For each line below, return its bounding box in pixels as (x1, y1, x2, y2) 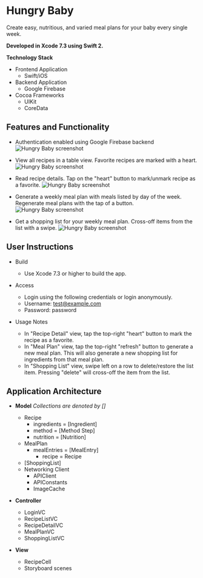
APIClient (33, 472, 56, 479)
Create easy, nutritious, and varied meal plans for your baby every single (6, 24, 188, 31)
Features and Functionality (6, 122, 110, 133)
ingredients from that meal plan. (24, 355, 104, 363)
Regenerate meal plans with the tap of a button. (15, 199, 135, 207)
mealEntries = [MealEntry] (33, 447, 99, 454)
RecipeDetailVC (24, 521, 64, 529)
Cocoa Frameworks (15, 91, 65, 99)
